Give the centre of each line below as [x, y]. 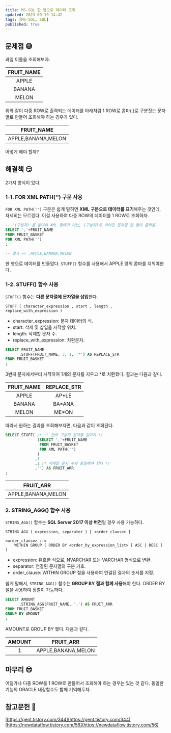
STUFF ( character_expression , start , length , [59, 306]
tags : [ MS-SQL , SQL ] [27, 19]
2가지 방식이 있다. [23, 182]
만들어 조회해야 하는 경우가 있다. [47, 117]
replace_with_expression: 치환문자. [49, 340]
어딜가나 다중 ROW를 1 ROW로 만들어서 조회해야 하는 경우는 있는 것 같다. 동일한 [84, 683]
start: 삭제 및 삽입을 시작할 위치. [45, 327]
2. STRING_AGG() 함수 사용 [38, 510]
